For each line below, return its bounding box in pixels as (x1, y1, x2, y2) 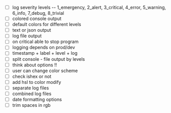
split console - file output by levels (12, 56, 85, 62)
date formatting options (12, 96, 62, 102)
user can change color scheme (12, 67, 78, 74)
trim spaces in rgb (12, 102, 51, 108)
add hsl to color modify (12, 79, 61, 85)
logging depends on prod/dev (12, 44, 75, 51)
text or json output (12, 27, 52, 33)
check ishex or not (12, 73, 52, 79)
